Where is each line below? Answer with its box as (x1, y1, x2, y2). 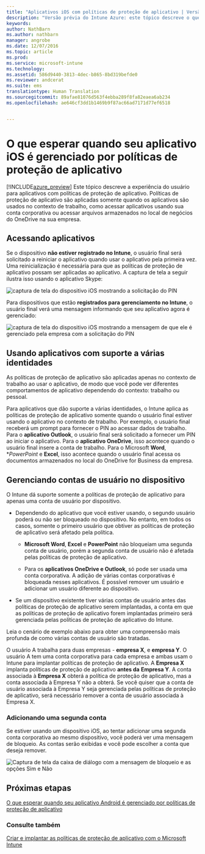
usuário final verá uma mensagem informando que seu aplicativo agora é (6, 305, 190, 313)
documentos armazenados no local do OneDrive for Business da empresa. (6, 457, 193, 464)
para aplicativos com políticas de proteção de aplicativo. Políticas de (6, 189, 179, 197)
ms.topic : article (6, 49, 53, 55)
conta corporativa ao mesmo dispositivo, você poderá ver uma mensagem (6, 734, 193, 741)
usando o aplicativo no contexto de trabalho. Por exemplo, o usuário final (6, 418, 190, 425)
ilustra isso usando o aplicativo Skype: (6, 276, 103, 283)
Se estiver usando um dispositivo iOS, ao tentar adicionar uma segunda (6, 728, 186, 735)
